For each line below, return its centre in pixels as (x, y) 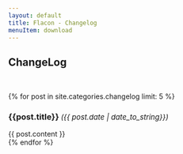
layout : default (35, 15)
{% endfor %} (31, 142)
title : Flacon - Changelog (53, 23)
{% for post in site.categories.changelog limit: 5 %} (92, 96)
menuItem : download (40, 30)
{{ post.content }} (37, 134)
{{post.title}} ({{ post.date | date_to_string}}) (88, 117)
